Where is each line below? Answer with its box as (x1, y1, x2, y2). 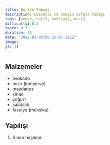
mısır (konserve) (12, 81, 46, 87)
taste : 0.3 (5, 26, 28, 31)
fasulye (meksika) (12, 107, 49, 113)
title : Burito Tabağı (5, 7, 50, 12)
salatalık (12, 102, 30, 108)
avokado (12, 75, 30, 82)
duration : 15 (5, 30, 32, 35)
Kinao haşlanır (12, 135, 42, 141)
